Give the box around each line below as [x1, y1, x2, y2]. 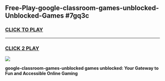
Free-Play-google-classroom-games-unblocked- [5, 4, 159, 12]
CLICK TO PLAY [5, 27, 43, 33]
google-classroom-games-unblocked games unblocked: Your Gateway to [5, 65, 159, 71]
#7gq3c [65, 12, 89, 20]
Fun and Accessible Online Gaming [5, 70, 78, 76]
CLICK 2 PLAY [5, 45, 39, 52]
